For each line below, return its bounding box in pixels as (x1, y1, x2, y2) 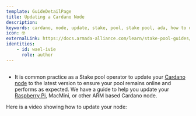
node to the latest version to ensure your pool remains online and (14, 80, 171, 87)
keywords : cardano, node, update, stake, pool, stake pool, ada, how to (6, 24, 187, 31)
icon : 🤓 (6, 30, 26, 36)
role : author (21, 52, 54, 58)
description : (6, 19, 38, 25)
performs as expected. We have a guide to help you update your (14, 86, 170, 93)
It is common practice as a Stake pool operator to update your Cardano (14, 73, 185, 80)
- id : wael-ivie (16, 47, 57, 52)
